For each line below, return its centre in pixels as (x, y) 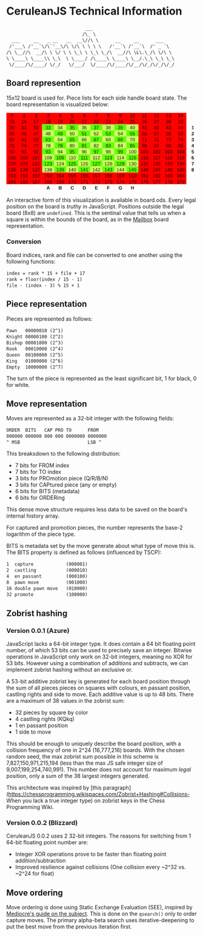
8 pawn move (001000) (47, 582)
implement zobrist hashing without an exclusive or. (70, 670)
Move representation (47, 404)
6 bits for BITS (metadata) (47, 491)
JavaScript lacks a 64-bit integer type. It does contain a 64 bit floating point (101, 644)
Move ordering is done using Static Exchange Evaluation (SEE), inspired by (99, 907)
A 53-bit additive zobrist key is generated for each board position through (98, 682)
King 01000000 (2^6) (35, 361)
